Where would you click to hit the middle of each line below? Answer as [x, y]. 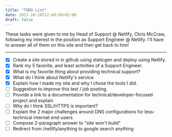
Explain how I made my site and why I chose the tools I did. [75, 83]
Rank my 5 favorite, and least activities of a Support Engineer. [78, 66]
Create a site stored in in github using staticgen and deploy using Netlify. [89, 60]
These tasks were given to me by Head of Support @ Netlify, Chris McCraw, [85, 34]
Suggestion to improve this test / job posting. [60, 89]
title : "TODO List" [26, 10]
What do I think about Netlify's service [53, 77]
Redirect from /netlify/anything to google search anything [73, 129]
